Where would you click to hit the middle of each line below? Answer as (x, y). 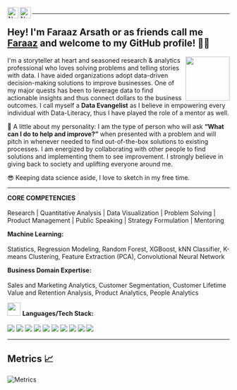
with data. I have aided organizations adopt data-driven (88, 75)
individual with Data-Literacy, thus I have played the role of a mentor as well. (118, 113)
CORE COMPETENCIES (42, 197)
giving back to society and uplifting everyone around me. (90, 164)
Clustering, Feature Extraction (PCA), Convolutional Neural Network (127, 256)
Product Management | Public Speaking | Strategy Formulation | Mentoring (116, 220)
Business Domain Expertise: (49, 270)
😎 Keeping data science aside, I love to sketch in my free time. (99, 177)
